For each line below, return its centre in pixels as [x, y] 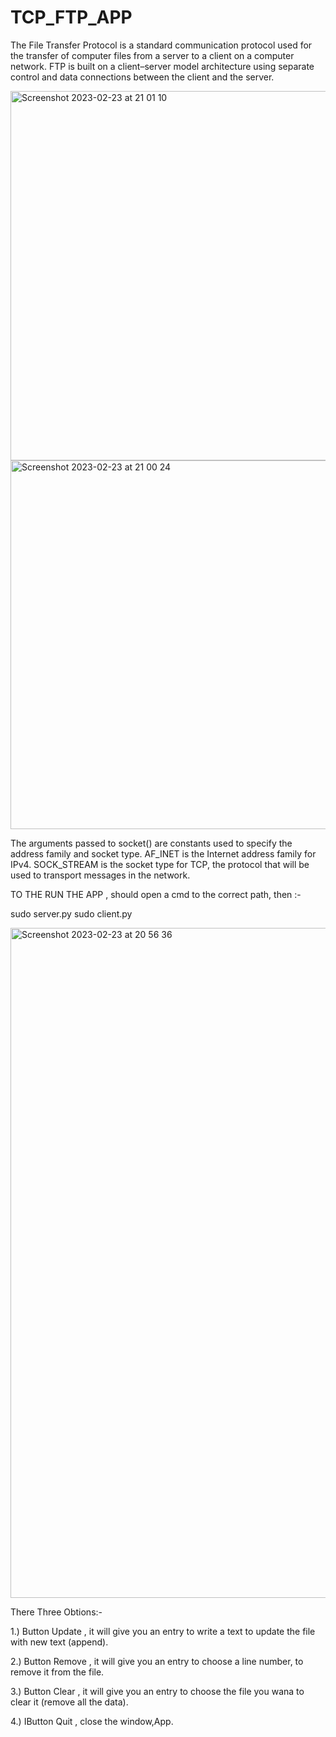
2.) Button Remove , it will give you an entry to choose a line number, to [157, 1661]
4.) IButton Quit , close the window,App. [92, 1721]
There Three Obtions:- [56, 1612]
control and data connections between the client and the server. [142, 77]
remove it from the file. [57, 1672]
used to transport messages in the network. [100, 875]
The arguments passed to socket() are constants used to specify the [151, 843]
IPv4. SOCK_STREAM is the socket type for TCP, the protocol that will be [160, 864]
